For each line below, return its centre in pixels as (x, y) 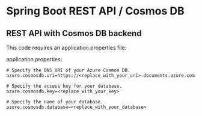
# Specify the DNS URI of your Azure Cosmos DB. (68, 70)
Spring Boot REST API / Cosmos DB (95, 11)
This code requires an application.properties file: (66, 47)
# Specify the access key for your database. (64, 86)
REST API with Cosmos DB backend (74, 33)
